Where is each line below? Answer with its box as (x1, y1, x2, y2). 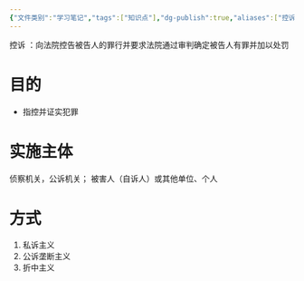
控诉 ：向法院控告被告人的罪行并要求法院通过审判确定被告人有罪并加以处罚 (9, 39, 290, 50)
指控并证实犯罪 (22, 106, 79, 117)
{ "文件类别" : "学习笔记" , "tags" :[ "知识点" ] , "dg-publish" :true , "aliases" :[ (9, 13, 279, 23)
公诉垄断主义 (22, 251, 71, 262)
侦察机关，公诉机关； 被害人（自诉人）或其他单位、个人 (9, 173, 218, 184)
